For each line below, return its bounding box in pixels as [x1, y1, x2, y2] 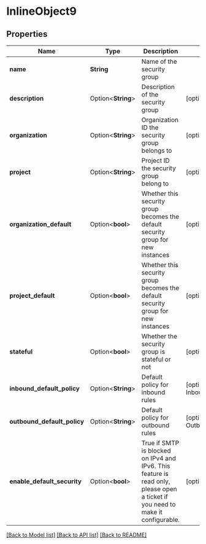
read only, [141, 477, 170, 486]
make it [141, 508, 162, 516]
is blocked [141, 446, 172, 455]
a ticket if [141, 492, 169, 501]
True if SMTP [141, 439, 180, 447]
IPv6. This [141, 462, 170, 470]
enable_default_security [9, 477, 82, 486]
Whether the [141, 332, 178, 340]
